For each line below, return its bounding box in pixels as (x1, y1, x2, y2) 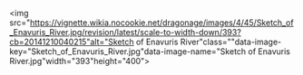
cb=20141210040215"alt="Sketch (9, 36, 134, 47)
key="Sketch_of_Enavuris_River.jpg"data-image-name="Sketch (9, 46, 247, 57)
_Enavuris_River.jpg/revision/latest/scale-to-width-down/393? (9, 27, 242, 37)
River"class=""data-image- (180, 36, 282, 47)
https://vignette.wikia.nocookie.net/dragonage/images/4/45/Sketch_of (30, 17, 294, 28)
